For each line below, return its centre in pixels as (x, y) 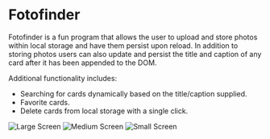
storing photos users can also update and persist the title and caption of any (135, 54)
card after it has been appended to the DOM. (83, 63)
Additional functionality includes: (63, 78)
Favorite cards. (45, 102)
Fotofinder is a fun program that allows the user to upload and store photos (133, 37)
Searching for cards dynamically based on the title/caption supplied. (133, 93)
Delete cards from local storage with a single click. (104, 111)
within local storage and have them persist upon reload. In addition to (123, 45)
